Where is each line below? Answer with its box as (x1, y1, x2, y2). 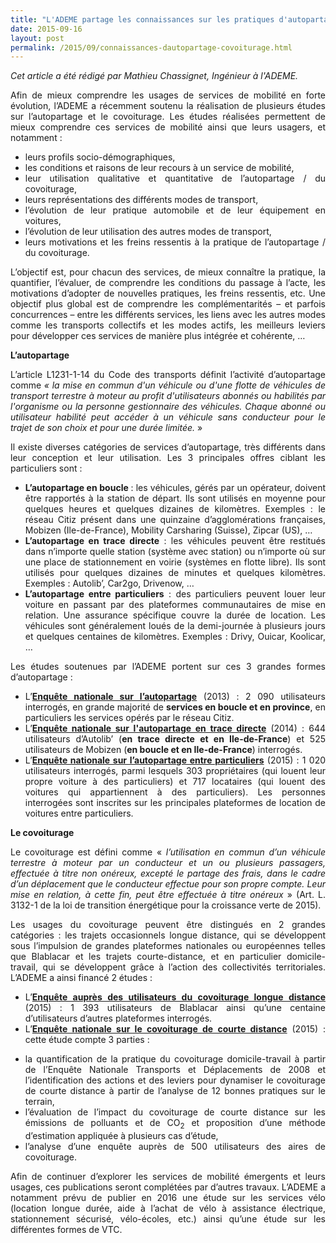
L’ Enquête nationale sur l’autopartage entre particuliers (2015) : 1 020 (24, 754, 326, 766)
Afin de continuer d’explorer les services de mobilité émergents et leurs (10, 1171, 326, 1183)
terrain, (24, 1096, 55, 1108)
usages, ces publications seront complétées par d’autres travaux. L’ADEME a (10, 1181, 326, 1193)
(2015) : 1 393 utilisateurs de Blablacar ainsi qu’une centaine (24, 1002, 326, 1014)
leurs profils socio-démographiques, (24, 151, 176, 163)
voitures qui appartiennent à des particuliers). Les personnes (24, 786, 326, 798)
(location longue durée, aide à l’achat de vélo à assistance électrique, (10, 1202, 326, 1215)
